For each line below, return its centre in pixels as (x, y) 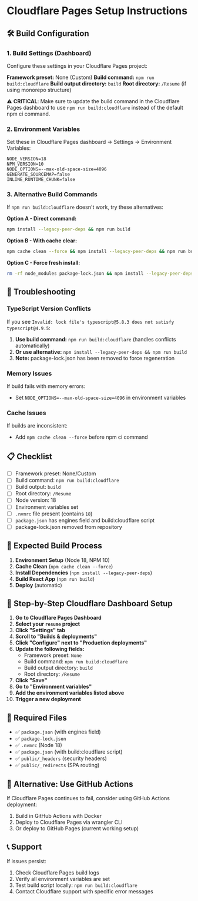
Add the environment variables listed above (70, 693)
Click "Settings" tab (40, 630)
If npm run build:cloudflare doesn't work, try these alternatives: (85, 207)
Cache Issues (26, 413)
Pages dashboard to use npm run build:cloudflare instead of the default (95, 107)
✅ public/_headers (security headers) (61, 758)
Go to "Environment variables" (53, 687)
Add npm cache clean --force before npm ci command (82, 437)
